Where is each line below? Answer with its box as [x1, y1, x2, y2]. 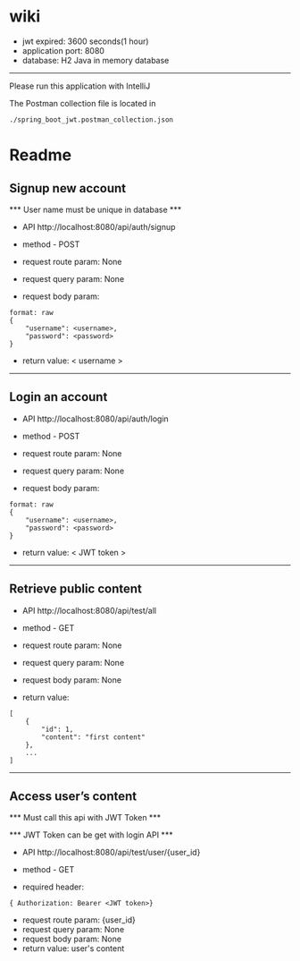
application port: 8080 [21, 45, 105, 55]
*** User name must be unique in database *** [9, 204, 182, 215]
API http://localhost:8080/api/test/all [21, 605, 157, 616]
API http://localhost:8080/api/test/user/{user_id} [21, 847, 201, 858]
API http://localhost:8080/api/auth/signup [21, 221, 176, 232]
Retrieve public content [9, 582, 143, 597]
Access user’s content [9, 788, 137, 804]
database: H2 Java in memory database [21, 55, 170, 65]
